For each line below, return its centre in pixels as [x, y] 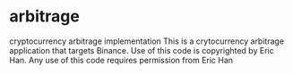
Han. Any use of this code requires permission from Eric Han [121, 60]
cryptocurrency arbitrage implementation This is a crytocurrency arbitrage [147, 41]
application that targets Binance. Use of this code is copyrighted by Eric [142, 50]
